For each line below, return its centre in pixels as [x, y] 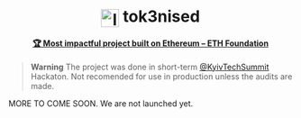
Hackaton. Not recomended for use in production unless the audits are [161, 76]
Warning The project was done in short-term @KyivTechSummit [150, 67]
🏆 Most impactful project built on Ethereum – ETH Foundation [150, 43]
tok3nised [161, 17]
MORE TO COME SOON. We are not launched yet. [101, 103]
